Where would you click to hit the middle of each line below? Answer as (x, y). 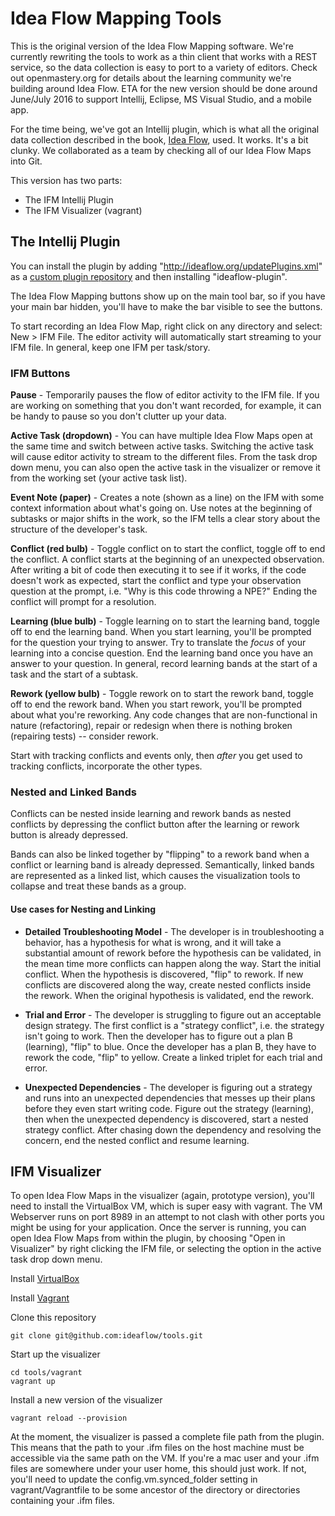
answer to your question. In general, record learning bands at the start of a (164, 664)
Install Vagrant (40, 1298)
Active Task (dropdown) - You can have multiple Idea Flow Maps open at (161, 436)
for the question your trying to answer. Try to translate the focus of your (158, 643)
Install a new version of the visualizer (86, 1400)
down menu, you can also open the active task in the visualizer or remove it (165, 468)
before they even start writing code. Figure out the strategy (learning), (169, 1108)
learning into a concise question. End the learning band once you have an (162, 653)
